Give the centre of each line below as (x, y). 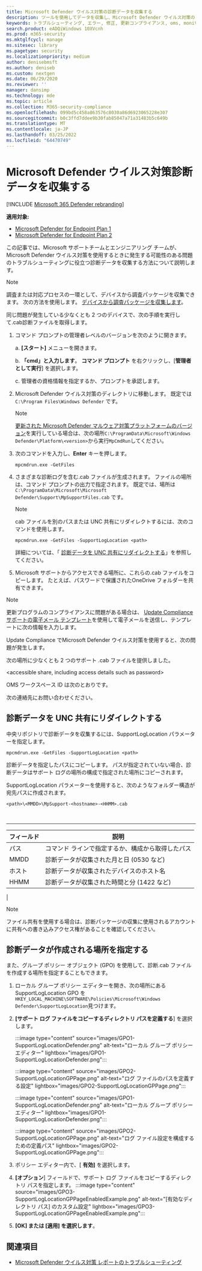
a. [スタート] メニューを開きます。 (57, 348)
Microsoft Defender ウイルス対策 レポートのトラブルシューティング (98, 1262)
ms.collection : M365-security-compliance (59, 107)
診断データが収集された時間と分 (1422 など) (108, 882)
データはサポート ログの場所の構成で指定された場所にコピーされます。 (99, 772)
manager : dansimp (28, 90)
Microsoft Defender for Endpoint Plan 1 (63, 229)
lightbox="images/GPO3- (124, 1207)
